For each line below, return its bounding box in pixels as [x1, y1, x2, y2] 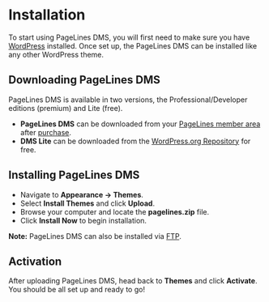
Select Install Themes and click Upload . [19, 198, 156, 208]
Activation [8, 254, 62, 268]
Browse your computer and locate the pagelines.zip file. [19, 206, 209, 216]
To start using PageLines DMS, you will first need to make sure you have [8, 32, 250, 42]
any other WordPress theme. [8, 49, 104, 59]
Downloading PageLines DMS [8, 73, 160, 87]
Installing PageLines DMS [8, 168, 140, 182]
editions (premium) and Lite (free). [8, 103, 123, 113]
